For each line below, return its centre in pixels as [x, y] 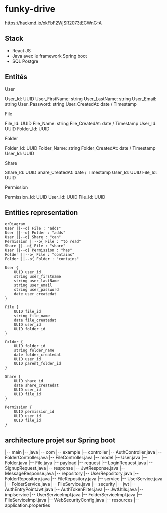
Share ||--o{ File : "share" [35, 246]
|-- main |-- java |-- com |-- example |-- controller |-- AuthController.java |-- [83, 452]
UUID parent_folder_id [38, 364]
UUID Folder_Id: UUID [27, 129]
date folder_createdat [38, 355]
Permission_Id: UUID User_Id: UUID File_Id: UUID [55, 197]
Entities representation [42, 213]
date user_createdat [35, 294]
